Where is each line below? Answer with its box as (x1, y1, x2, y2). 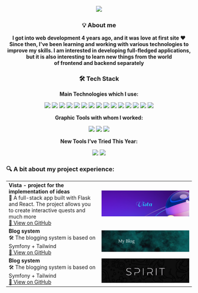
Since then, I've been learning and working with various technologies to (9, 41, 189, 48)
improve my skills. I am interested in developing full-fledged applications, (6, 47, 192, 54)
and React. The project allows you (8, 200, 91, 207)
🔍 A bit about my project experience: (6, 165, 115, 173)
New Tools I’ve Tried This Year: (60, 138, 138, 145)
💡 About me (81, 21, 117, 29)
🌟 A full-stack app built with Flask (8, 194, 91, 201)
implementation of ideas (8, 188, 70, 195)
